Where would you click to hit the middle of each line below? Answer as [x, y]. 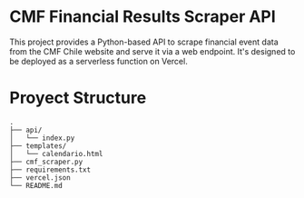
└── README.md [36, 185]
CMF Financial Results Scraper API [143, 17]
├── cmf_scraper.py [46, 162]
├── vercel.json [40, 178]
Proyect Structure [78, 98]
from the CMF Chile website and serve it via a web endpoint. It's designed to [152, 51]
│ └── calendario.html [56, 153]
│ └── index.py [42, 138]
